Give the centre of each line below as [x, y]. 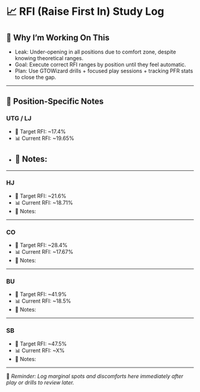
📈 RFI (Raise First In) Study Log [85, 12]
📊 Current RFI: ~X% [40, 350]
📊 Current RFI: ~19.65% [44, 138]
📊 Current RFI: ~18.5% [43, 301]
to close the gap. [35, 77]
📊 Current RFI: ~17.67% [44, 252]
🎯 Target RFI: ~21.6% [40, 196]
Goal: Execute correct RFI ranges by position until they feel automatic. [100, 64]
